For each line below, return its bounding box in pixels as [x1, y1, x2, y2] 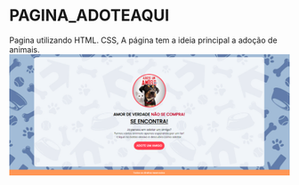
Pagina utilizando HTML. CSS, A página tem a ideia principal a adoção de [9, 35, 278, 45]
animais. [9, 44, 40, 54]
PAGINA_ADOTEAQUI [9, 5, 170, 26]
